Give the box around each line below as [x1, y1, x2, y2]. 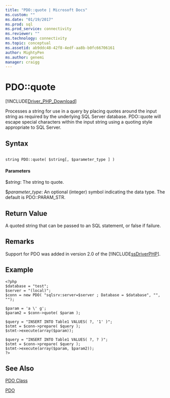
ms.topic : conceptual [5, 41, 51, 46]
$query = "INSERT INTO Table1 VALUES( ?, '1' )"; [5, 319, 113, 324]
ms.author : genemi [5, 54, 44, 60]
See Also [5, 364, 34, 373]
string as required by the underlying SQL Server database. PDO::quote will [5, 113, 161, 120]
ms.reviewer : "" [5, 31, 40, 36]
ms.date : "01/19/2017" [5, 17, 53, 22]
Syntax [5, 139, 29, 148]
